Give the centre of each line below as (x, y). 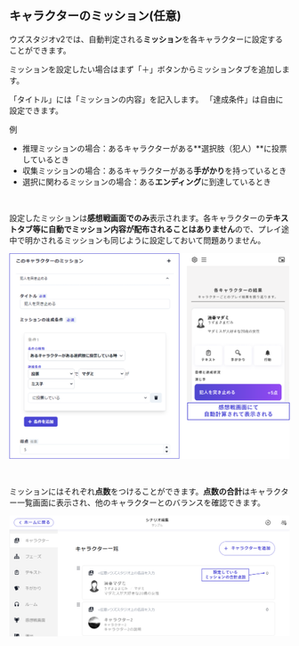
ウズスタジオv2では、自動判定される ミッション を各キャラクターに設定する (146, 39)
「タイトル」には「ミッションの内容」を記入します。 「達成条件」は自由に (146, 99)
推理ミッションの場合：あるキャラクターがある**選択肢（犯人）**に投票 (154, 148)
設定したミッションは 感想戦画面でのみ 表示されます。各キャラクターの (137, 217)
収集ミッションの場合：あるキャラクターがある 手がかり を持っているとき (154, 170)
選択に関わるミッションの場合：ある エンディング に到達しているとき (146, 182)
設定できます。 (36, 110)
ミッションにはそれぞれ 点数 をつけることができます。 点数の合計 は (130, 492)
